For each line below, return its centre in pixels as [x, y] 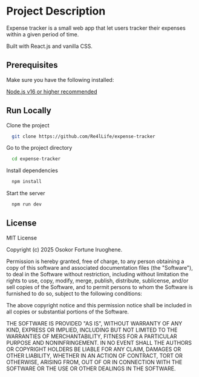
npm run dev [27, 204]
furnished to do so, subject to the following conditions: [74, 293]
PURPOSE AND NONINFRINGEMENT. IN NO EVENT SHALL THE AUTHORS [99, 342]
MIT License [22, 238]
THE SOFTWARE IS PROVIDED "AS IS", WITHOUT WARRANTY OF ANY [94, 323]
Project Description [56, 11]
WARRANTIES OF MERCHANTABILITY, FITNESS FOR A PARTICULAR [92, 336]
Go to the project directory [39, 148]
